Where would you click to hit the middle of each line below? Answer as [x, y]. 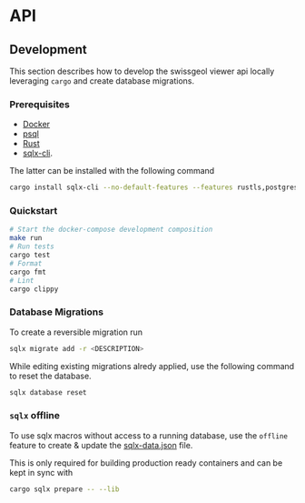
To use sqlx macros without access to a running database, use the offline [149, 435]
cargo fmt [28, 272]
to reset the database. [51, 376]
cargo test [30, 256]
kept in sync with [41, 472]
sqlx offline [35, 416]
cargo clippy [34, 289]
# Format [26, 263]
